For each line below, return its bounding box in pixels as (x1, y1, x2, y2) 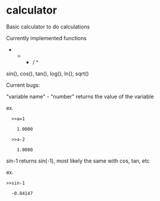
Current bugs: (6, 81, 40, 89)
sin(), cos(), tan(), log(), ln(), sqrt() (6, 70, 89, 77)
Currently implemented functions (6, 34, 87, 41)
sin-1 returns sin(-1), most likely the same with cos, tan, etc (6, 157, 150, 164)
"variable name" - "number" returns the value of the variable (6, 93, 154, 100)
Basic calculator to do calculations (6, 23, 90, 30)
